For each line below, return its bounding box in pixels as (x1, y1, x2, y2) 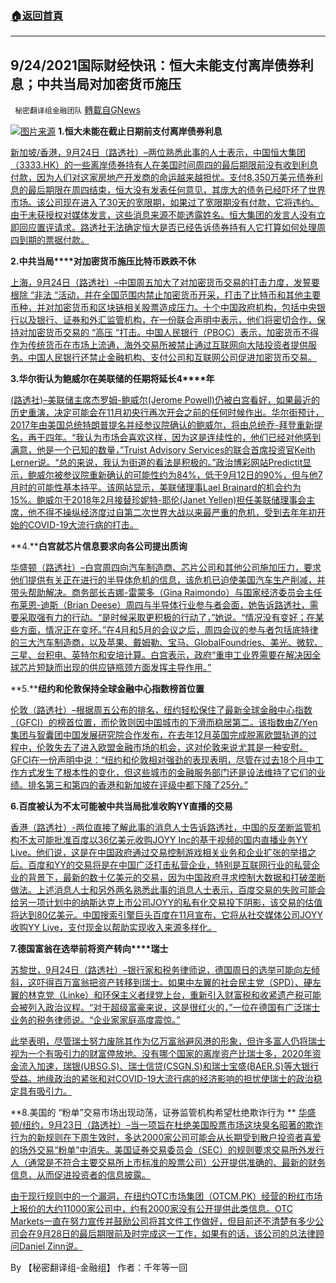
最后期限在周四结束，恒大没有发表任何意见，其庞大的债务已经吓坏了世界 (27, 184, 326, 196)
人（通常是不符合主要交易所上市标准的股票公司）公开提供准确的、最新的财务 (10, 1157, 326, 1169)
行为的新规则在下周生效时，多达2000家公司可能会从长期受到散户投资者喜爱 (10, 1132, 322, 1144)
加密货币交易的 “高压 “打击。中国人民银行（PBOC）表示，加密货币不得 (27, 327, 320, 339)
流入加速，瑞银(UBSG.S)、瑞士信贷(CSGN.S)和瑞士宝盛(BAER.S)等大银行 (18, 1060, 320, 1072)
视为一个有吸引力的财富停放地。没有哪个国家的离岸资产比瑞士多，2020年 (10, 1048, 313, 1060)
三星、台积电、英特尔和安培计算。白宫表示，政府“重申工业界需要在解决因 (10, 649, 313, 661)
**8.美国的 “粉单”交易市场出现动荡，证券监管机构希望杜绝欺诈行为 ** (10, 1107, 297, 1119)
